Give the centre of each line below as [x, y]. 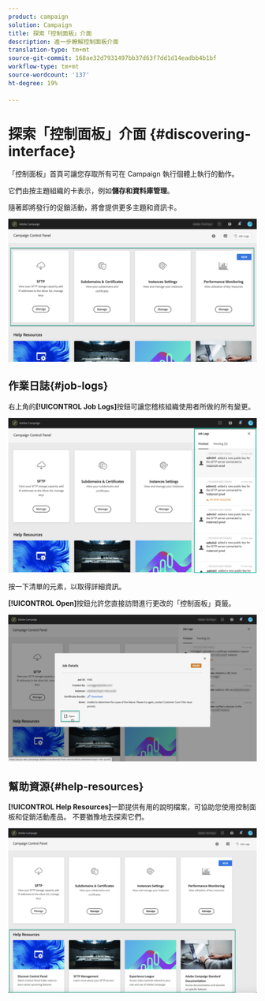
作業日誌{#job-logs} [58, 386]
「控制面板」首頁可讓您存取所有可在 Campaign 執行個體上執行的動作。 [123, 174]
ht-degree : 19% [33, 83]
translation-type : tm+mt [49, 50]
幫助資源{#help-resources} [76, 786]
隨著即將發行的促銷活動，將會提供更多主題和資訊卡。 [95, 207]
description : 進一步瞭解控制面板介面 [63, 42]
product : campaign [38, 17]
